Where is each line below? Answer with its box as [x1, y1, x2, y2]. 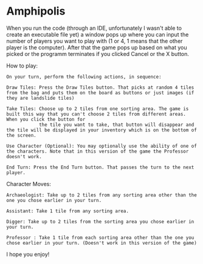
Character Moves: [6, 180, 52, 187]
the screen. [6, 132, 36, 138]
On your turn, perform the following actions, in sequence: [6, 74, 162, 80]
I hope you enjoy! [6, 251, 50, 258]
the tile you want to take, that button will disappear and [38, 122, 194, 128]
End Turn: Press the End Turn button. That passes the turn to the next [6, 164, 194, 170]
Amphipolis [6, 4, 66, 18]
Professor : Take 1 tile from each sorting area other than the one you [6, 234, 194, 241]
